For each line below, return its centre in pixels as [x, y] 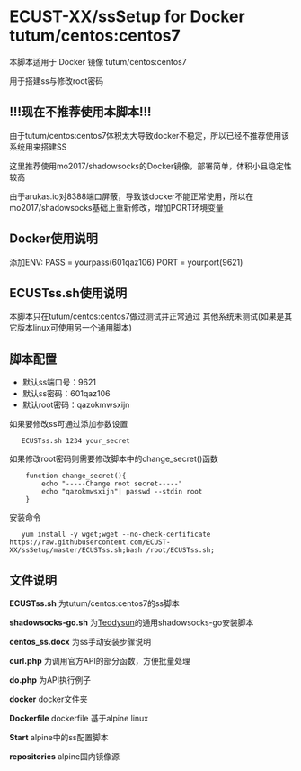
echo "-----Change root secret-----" [112, 484]
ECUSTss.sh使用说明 [68, 293]
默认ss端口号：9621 [59, 382]
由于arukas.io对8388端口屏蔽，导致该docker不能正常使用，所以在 [132, 196]
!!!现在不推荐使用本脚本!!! [80, 112]
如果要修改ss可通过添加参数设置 [69, 424]
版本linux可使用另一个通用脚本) [75, 328]
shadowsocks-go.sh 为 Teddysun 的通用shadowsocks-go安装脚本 [132, 622]
